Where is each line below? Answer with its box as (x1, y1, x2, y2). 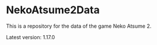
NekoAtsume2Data (6, 3, 100, 17)
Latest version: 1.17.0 (6, 33, 55, 40)
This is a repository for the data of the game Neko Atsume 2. (6, 22, 152, 29)
